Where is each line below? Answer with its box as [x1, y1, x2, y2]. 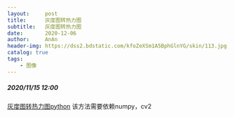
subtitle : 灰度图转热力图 [7, 23, 82, 30]
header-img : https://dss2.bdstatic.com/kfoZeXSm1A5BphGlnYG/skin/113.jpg [7, 42, 228, 49]
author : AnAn [7, 36, 58, 43]
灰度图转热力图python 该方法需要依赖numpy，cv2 [7, 102, 152, 110]
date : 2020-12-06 [7, 29, 77, 37]
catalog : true [7, 49, 49, 56]
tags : [7, 56, 23, 63]
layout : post [7, 10, 58, 17]
